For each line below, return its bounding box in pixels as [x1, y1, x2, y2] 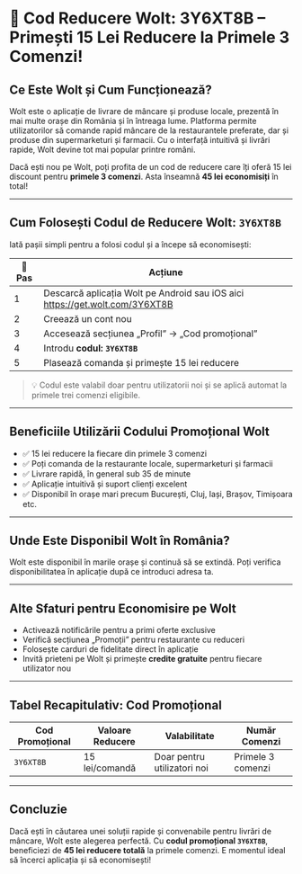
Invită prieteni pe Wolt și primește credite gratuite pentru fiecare [22, 654, 262, 664]
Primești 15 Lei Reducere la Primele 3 [9, 27, 290, 48]
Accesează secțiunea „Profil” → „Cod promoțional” [43, 327, 258, 340]
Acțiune [148, 265, 183, 278]
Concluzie [9, 802, 67, 817]
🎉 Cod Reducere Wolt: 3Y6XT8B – [9, 8, 266, 29]
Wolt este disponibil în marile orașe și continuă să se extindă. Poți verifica [9, 557, 281, 567]
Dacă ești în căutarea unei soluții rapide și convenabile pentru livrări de [9, 825, 272, 836]
